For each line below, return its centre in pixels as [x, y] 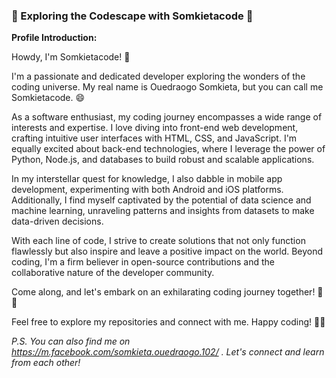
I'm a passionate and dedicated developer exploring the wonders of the [158, 76]
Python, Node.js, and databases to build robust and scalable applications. [163, 160]
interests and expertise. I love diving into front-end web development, [155, 128]
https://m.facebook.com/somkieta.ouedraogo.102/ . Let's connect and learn [168, 352]
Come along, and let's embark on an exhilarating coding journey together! [163, 292]
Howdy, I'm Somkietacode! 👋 [71, 57]
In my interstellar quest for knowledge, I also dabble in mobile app [147, 179]
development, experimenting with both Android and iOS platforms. [147, 190]
